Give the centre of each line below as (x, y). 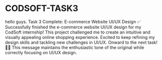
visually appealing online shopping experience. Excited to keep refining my (80, 37)
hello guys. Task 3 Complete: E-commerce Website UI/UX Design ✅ (73, 22)
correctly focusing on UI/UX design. (41, 52)
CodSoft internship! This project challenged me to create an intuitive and (78, 32)
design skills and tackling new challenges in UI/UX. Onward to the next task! (81, 42)
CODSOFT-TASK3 (42, 8)
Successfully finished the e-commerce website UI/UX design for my (73, 27)
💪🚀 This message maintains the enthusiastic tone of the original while (75, 47)
